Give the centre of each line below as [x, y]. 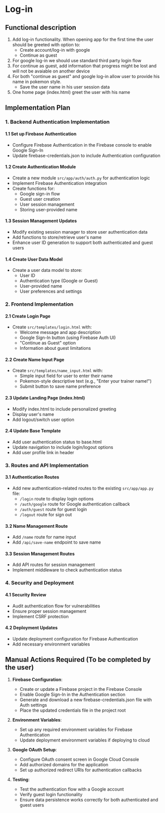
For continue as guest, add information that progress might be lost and [84, 66]
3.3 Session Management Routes [40, 554]
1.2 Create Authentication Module [41, 167]
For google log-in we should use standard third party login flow [77, 60]
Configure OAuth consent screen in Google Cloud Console [79, 759]
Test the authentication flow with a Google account [72, 789]
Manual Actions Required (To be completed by [78, 660]
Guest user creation [40, 199]
